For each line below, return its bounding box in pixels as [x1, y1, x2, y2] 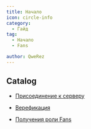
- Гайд [12, 25, 29, 32]
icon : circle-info [6, 15, 53, 21]
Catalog [6, 76, 37, 87]
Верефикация [15, 104, 50, 111]
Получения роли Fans [15, 116, 72, 123]
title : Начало [6, 8, 42, 15]
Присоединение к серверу [15, 92, 85, 99]
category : [6, 20, 32, 26]
